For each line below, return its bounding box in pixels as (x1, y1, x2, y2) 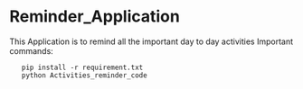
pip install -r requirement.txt (21, 63, 144, 72)
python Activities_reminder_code (21, 70, 147, 80)
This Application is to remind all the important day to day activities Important (9, 36, 294, 47)
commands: (9, 45, 54, 56)
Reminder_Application (9, 6, 181, 27)
